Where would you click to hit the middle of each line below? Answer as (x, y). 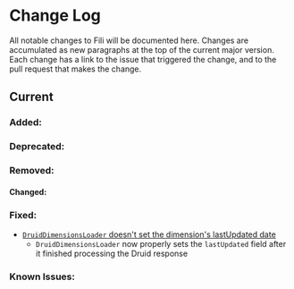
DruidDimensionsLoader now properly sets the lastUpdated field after (161, 243)
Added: (25, 123)
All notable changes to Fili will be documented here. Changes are (129, 40)
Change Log (55, 16)
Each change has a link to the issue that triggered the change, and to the (143, 59)
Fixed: (23, 215)
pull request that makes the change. (76, 69)
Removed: (32, 171)
